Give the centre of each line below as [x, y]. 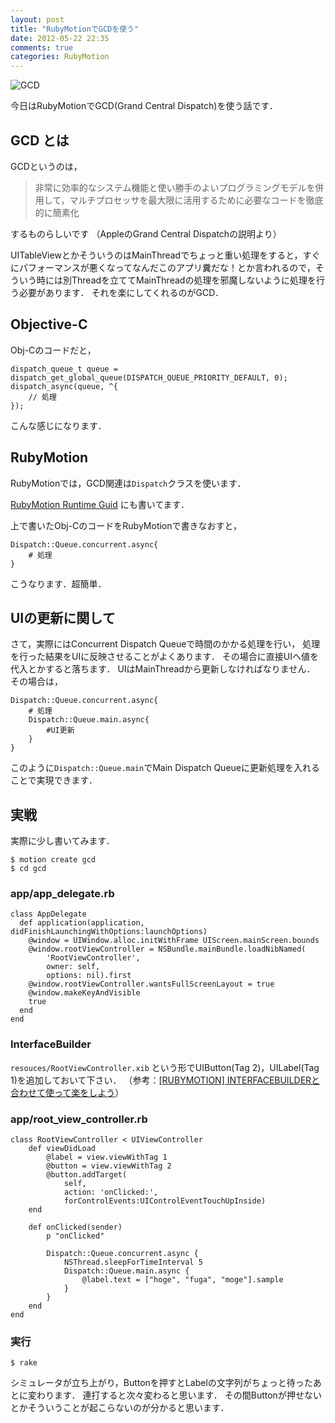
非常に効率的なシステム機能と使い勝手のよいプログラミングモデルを [175, 187]
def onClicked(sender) [75, 1227]
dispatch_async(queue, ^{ [64, 386]
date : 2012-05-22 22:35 [60, 38]
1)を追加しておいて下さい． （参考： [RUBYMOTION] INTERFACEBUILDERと [165, 1080]
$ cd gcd [28, 869]
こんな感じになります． [58, 425]
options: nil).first [89, 976]
